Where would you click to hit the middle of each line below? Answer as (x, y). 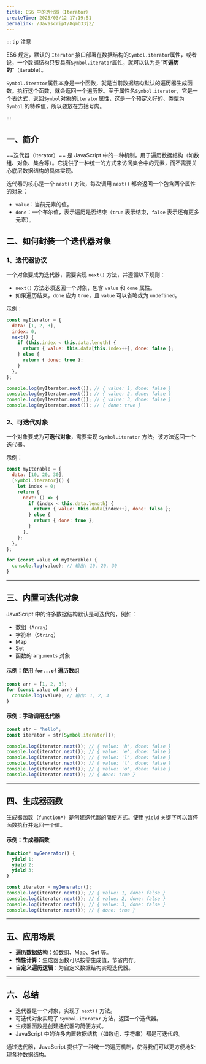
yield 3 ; (23, 870)
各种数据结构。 (30, 1055)
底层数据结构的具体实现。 (44, 171)
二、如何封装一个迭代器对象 (59, 241)
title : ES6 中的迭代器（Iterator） (48, 12)
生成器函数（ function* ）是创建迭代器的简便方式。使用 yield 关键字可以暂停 (102, 817)
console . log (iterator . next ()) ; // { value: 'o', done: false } (89, 769)
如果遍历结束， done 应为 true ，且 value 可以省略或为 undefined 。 (97, 295)
